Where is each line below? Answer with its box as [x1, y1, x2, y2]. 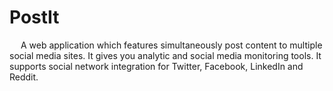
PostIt [9, 6, 60, 29]
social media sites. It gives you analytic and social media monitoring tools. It [9, 49, 322, 61]
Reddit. [9, 71, 39, 83]
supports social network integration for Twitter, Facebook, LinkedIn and [9, 60, 304, 72]
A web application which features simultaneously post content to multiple [20, 39, 323, 51]
